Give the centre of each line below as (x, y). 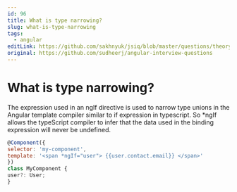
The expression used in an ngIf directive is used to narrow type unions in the (119, 107)
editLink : (22, 46)
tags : (15, 33)
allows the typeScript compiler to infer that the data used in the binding (110, 122)
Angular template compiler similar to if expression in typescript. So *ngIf (112, 115)
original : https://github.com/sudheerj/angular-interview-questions (110, 53)
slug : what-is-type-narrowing (52, 27)
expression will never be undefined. (59, 129)
